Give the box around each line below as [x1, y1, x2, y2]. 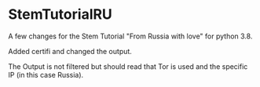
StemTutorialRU [8, 5, 112, 24]
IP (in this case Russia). [8, 70, 84, 79]
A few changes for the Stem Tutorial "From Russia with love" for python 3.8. [8, 31, 253, 41]
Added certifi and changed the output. [8, 46, 132, 56]
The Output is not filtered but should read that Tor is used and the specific [8, 61, 248, 71]
